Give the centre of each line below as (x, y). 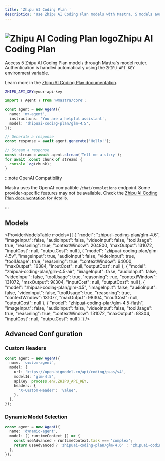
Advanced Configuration (44, 334)
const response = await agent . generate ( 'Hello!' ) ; (58, 141)
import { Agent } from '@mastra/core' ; (46, 101)
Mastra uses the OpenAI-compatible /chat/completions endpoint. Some (78, 187)
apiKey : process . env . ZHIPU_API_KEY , (52, 381)
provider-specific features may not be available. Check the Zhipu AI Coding (82, 193)
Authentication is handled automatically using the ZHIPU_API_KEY (70, 68)
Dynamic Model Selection (36, 417)
